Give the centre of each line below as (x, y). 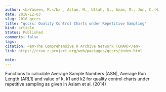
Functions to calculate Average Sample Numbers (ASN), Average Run (76, 74)
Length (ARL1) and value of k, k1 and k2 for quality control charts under (77, 79)
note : (11, 60)
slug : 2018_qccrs (23, 19)
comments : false (22, 37)
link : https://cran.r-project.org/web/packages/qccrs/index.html (74, 51)
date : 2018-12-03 (23, 14)
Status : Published (24, 32)
